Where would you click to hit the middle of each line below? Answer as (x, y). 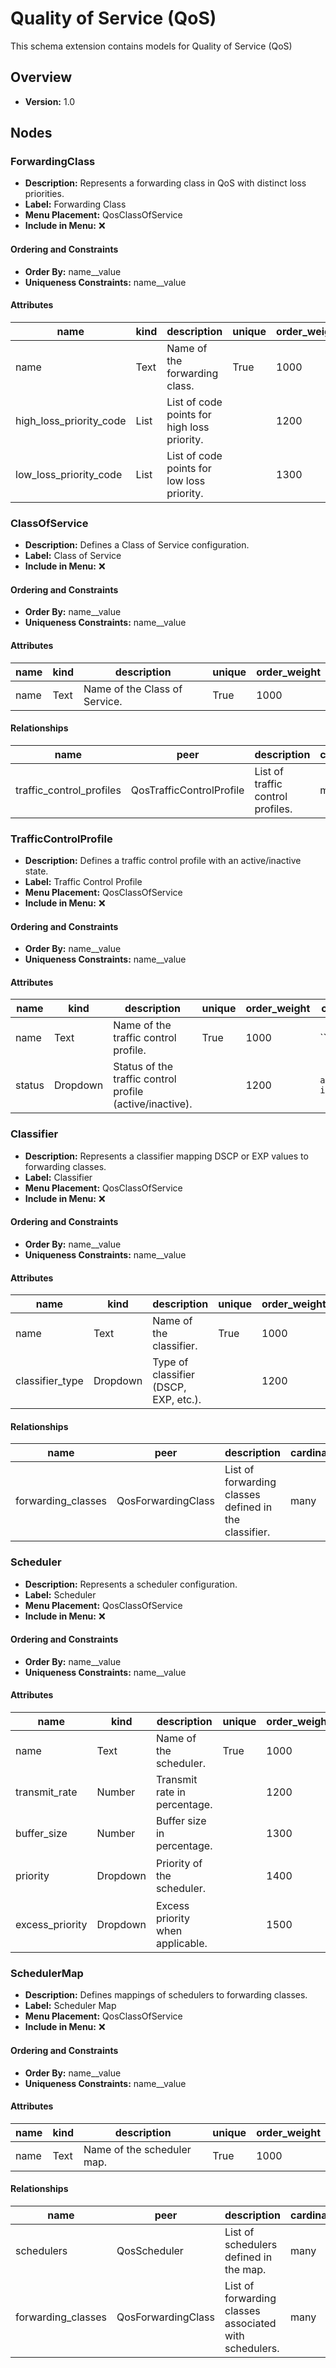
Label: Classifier (58, 1177)
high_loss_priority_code (71, 420)
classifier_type (49, 1381)
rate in (170, 1792)
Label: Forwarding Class (75, 204)
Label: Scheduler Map (70, 2006)
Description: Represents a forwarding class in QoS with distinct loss (165, 183)
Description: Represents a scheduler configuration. (131, 1584)
